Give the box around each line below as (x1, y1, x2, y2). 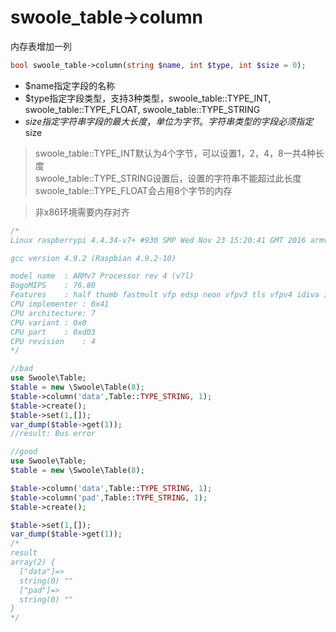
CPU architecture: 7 (10, 308, 97, 318)
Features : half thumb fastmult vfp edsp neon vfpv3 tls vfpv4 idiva (10, 290, 320, 300)
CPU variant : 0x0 (10, 317, 87, 328)
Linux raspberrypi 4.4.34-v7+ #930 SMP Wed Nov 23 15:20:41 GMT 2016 (10, 235, 307, 245)
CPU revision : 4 (10, 336, 97, 346)
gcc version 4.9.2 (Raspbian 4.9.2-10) (10, 253, 177, 263)
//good (10, 447, 38, 457)
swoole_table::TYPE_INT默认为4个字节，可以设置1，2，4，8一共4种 (34, 147, 316, 159)
